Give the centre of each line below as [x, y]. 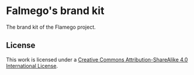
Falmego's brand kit [55, 11]
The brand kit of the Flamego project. [51, 27]
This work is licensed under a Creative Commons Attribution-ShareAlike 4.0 [97, 59]
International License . [32, 66]
